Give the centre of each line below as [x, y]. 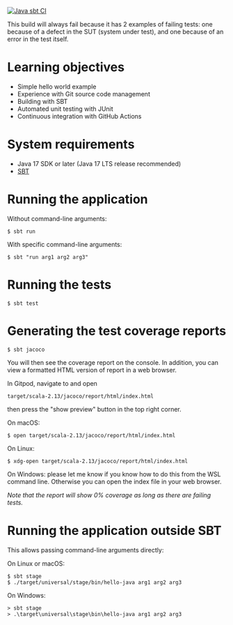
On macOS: [24, 423]
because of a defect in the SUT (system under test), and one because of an [115, 32]
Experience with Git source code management [84, 93]
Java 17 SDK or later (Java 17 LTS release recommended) [99, 163]
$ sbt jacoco [26, 349]
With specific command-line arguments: [65, 244]
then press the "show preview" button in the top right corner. [95, 409]
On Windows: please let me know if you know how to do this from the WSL [114, 474]
